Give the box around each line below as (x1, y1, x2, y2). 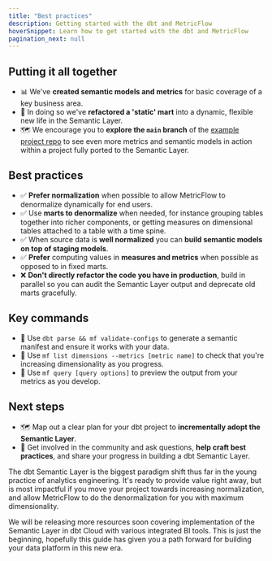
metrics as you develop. (19, 376, 101, 386)
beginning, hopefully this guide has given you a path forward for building (8, 534, 252, 544)
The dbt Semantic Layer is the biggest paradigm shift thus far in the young (8, 467, 257, 476)
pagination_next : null (8, 34, 85, 43)
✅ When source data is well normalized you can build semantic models (19, 234, 263, 244)
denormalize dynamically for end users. (19, 199, 153, 209)
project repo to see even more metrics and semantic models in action (19, 137, 253, 146)
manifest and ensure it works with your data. (19, 341, 170, 351)
